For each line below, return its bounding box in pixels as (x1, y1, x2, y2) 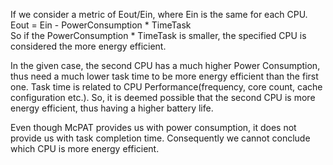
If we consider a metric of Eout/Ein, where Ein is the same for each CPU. (10, 9, 308, 20)
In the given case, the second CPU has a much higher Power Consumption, (10, 60, 321, 71)
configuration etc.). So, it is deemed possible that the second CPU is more (10, 92, 316, 103)
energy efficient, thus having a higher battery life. (10, 102, 214, 114)
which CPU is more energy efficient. (10, 143, 160, 154)
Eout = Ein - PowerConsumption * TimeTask (10, 19, 192, 31)
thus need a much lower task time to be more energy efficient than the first (10, 70, 319, 82)
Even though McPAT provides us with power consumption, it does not (10, 122, 297, 133)
